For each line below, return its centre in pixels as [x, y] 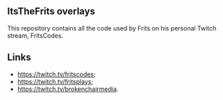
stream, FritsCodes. [35, 35]
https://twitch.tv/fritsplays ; [55, 81]
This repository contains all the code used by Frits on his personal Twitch [112, 28]
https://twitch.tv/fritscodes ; [56, 74]
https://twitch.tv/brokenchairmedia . [68, 89]
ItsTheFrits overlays [51, 11]
